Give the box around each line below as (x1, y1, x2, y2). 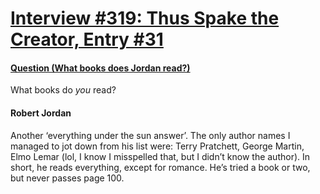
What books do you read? (10, 84, 117, 96)
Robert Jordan (10, 107, 72, 119)
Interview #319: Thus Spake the (10, 7, 280, 30)
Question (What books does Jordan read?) (10, 62, 191, 74)
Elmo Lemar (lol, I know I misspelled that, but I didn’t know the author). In (10, 150, 311, 162)
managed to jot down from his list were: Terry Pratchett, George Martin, (10, 140, 305, 152)
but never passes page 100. (10, 172, 125, 184)
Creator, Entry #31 (10, 28, 164, 51)
